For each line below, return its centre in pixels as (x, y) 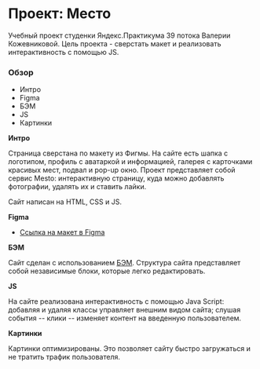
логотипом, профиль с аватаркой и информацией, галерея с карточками (130, 162)
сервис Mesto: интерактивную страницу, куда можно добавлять (116, 178)
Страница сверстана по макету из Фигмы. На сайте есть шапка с (118, 153)
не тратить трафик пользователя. (64, 357)
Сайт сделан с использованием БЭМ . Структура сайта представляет (125, 263)
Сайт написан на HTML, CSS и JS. (65, 202)
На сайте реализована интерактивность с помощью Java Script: (116, 301)
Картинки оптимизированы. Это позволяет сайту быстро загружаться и (130, 349)
